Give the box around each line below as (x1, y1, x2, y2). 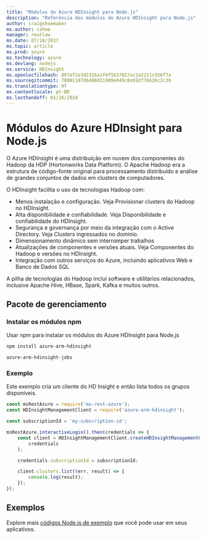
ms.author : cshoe (6, 26, 51, 33)
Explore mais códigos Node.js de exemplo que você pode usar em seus (6, 519, 188, 526)
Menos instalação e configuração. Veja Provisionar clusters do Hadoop (15, 198, 195, 205)
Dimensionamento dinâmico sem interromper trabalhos (15, 237, 154, 244)
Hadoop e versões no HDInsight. (15, 250, 98, 257)
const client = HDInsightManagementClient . (17, 435, 131, 441)
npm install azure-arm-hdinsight (6, 343, 92, 350)
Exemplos (6, 503, 45, 513)
